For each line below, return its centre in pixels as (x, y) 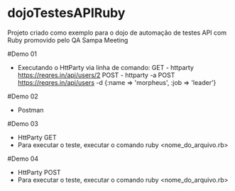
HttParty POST (39, 172)
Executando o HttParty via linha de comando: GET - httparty (105, 67)
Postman (31, 110)
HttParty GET (37, 137)
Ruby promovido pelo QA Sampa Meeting (68, 40)
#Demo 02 (23, 96)
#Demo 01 (22, 54)
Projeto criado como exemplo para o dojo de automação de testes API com (117, 33)
